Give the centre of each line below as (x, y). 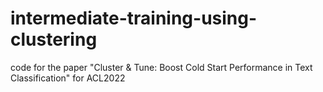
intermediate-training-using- (134, 18)
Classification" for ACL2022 (68, 78)
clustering (54, 39)
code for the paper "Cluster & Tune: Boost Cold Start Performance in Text (161, 67)
